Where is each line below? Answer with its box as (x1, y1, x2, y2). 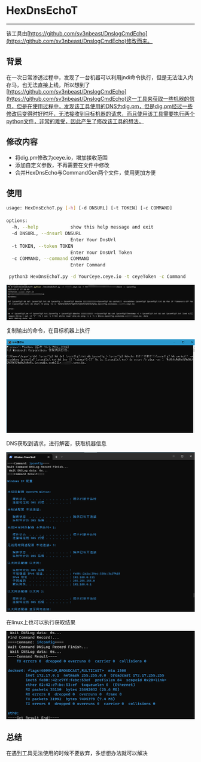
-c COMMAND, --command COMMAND (11, 256, 90, 262)
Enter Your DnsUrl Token (70, 250, 133, 256)
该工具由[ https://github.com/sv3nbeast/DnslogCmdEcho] (6, 29, 148, 37)
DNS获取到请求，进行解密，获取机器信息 (6, 439, 106, 447)
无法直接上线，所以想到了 (26, 81, 90, 88)
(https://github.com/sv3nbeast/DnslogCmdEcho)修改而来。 (6, 37, 153, 44)
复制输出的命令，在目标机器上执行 (6, 326, 90, 334)
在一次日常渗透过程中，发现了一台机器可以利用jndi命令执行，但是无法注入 (6, 73, 188, 81)
